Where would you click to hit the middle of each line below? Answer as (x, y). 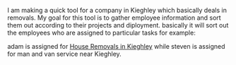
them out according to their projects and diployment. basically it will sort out (118, 25)
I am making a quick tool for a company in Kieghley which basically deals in (117, 10)
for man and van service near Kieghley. (64, 54)
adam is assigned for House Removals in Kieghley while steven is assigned (116, 46)
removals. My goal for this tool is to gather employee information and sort (114, 18)
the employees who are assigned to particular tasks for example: (101, 32)
